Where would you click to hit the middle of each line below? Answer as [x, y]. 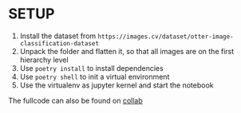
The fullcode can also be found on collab [76, 100]
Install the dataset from [58, 36]
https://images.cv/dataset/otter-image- [166, 37]
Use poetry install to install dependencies [91, 68]
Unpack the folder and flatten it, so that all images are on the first [127, 51]
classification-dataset [59, 43]
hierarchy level [44, 60]
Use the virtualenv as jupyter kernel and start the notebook [117, 85]
